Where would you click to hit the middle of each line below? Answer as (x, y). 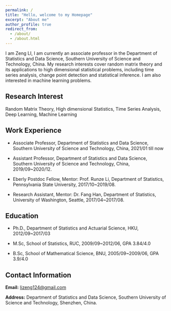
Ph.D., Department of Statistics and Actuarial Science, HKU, (76, 228)
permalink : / (19, 10)
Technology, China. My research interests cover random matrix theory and (84, 64)
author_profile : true (28, 24)
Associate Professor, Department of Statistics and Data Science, (81, 143)
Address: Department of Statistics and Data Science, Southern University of (86, 297)
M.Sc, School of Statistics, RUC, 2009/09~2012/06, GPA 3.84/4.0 (82, 243)
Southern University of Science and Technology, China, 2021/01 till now (88, 148)
